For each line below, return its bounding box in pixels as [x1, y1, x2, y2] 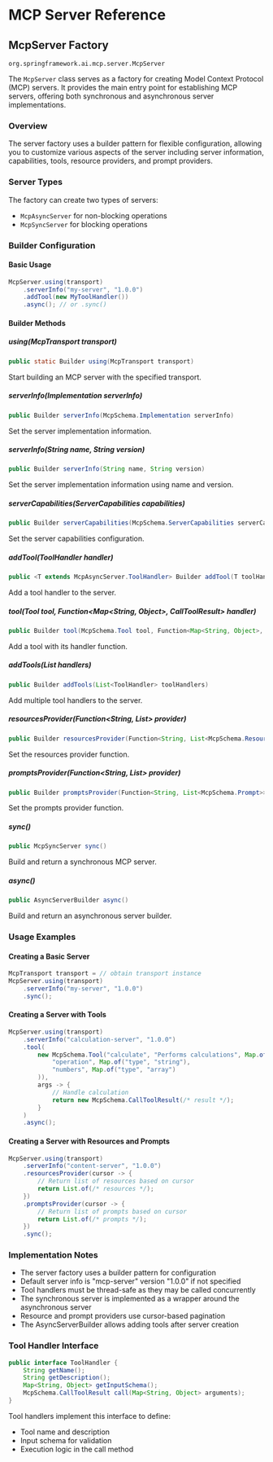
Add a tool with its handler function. [8, 641, 128, 651]
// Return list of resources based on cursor [37, 1177, 195, 1186]
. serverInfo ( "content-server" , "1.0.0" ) [23, 1162, 162, 1170]
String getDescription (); [23, 1374, 111, 1382]
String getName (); [23, 1366, 85, 1374]
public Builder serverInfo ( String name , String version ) [8, 465, 206, 473]
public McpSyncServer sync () [8, 842, 107, 850]
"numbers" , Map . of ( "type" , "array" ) [51, 1065, 176, 1074]
